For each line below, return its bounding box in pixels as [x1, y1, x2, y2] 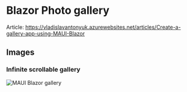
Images [6, 48, 35, 58]
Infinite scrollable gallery [6, 66, 81, 74]
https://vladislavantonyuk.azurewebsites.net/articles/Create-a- [25, 23, 182, 31]
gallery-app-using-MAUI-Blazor [6, 29, 85, 37]
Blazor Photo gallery [6, 4, 110, 17]
